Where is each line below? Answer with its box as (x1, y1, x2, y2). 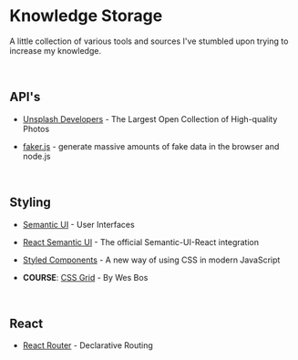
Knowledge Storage (9, 5, 163, 26)
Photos (22, 123, 50, 134)
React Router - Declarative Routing (22, 340, 153, 351)
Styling (9, 195, 52, 211)
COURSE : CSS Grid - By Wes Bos (22, 272, 149, 283)
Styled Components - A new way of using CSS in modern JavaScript (22, 254, 281, 265)
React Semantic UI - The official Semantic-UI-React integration (22, 236, 260, 247)
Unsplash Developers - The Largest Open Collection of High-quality (22, 113, 278, 124)
